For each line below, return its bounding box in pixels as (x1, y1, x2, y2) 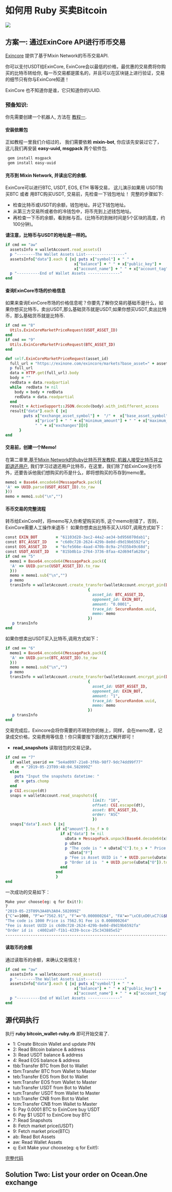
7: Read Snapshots (12, 1117, 53, 1123)
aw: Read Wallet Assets (12, 1139, 62, 1145)
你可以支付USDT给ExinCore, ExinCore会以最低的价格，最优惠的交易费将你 (5, 63, 162, 69)
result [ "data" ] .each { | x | (10, 409, 68, 414)
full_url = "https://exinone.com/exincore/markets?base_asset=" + (10, 361, 155, 366)
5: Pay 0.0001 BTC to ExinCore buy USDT (12, 1106, 100, 1112)
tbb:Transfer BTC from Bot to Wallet (12, 1063, 88, 1069)
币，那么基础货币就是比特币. (5, 313, 66, 319)
